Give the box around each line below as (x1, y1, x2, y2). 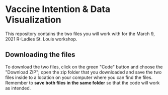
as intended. (5, 85, 31, 91)
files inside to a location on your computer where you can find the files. (5, 74, 153, 80)
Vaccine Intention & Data (5, 3, 111, 15)
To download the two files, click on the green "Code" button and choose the (5, 63, 163, 69)
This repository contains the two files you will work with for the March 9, (5, 30, 155, 36)
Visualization (5, 14, 61, 25)
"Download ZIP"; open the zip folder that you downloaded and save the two (5, 69, 162, 75)
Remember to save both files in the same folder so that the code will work (5, 79, 160, 85)
